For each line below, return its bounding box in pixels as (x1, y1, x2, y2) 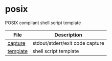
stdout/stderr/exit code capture (32, 39, 105, 46)
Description (54, 31, 83, 38)
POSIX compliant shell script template (5, 20, 81, 26)
